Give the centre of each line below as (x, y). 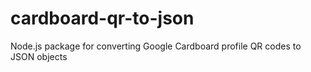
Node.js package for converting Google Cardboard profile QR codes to (156, 46)
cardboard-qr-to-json (102, 18)
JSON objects (39, 56)
